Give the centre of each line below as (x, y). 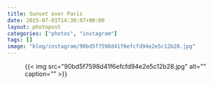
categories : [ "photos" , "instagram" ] (62, 33)
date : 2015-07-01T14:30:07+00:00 (56, 20)
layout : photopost (34, 27)
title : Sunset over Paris (45, 14)
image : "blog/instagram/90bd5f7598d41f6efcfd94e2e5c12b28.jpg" (102, 46)
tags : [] (20, 40)
